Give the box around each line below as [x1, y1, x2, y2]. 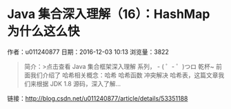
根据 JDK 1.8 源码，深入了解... [36, 79, 121, 88]
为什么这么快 [7, 23, 81, 39]
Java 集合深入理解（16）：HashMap [7, 6, 210, 22]
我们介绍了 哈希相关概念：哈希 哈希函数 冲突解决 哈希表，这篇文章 [30, 70, 219, 79]
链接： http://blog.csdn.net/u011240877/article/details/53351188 [7, 94, 188, 102]
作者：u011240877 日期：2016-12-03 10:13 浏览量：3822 [7, 48, 169, 56]
